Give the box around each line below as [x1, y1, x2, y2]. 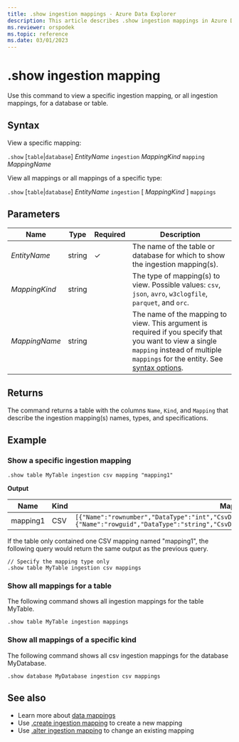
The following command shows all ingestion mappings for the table [7, 597, 204, 606]
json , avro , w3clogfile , [132, 288, 208, 298]
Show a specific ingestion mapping [7, 455, 132, 465]
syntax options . [132, 362, 184, 372]
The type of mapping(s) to [132, 270, 221, 280]
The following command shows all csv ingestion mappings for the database [7, 651, 229, 660]
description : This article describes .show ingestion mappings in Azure [7, 17, 228, 24]
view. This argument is [132, 318, 208, 328]
